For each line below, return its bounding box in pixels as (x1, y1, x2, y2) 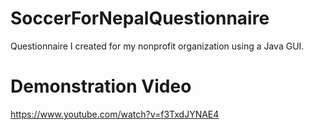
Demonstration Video (10, 75, 192, 98)
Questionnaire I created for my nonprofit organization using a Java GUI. (10, 40, 305, 52)
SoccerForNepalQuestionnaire (10, 7, 270, 30)
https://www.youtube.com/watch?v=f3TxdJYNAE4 (10, 108, 220, 120)
